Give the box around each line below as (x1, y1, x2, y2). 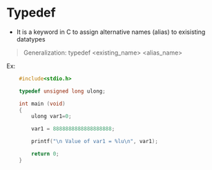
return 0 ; (31, 151, 59, 158)
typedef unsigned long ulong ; (19, 88, 106, 95)
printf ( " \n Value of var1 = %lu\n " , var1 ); (31, 138, 158, 145)
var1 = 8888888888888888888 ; (31, 126, 115, 133)
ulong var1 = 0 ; (31, 113, 72, 120)
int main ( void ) (19, 100, 66, 107)
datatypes (16, 35, 46, 43)
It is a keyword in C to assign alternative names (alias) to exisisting (16, 28, 206, 36)
